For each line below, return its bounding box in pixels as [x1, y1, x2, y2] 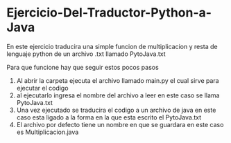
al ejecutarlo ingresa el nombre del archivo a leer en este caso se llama [16, 91, 220, 99]
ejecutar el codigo [16, 84, 69, 92]
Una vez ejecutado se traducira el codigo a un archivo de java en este [16, 106, 216, 114]
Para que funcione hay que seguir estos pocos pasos [6, 63, 159, 71]
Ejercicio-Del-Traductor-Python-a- [6, 5, 212, 21]
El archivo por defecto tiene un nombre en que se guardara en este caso [16, 120, 224, 128]
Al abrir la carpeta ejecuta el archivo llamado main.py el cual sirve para [16, 76, 219, 84]
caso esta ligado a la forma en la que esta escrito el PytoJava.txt [16, 113, 202, 122]
